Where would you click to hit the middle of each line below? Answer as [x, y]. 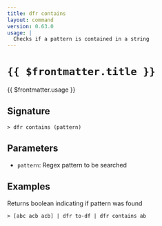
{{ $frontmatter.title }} [81, 72]
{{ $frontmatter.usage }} [41, 90]
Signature [29, 111]
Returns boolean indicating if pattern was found [75, 203]
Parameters [33, 148]
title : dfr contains [37, 13]
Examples [29, 187]
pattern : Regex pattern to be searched [72, 165]
